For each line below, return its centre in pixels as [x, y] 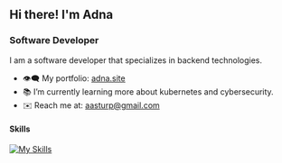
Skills [20, 129]
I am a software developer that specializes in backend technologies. [136, 60]
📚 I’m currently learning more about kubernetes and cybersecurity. [148, 91]
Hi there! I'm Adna [61, 15]
